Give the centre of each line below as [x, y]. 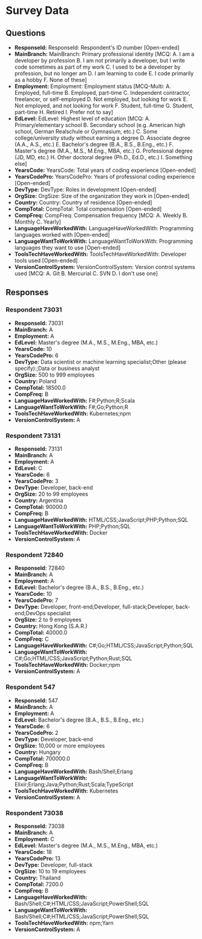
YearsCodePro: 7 [36, 600]
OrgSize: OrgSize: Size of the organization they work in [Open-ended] [102, 196]
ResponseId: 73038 [39, 826]
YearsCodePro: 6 [36, 355]
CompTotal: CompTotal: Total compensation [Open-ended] [88, 209]
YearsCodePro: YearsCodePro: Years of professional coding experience [104, 176]
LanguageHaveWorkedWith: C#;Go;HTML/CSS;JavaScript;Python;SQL [104, 646]
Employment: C [34, 839]
